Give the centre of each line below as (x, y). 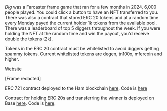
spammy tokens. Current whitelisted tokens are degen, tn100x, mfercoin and (84, 54)
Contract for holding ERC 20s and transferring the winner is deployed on (80, 98)
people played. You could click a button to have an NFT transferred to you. (82, 12)
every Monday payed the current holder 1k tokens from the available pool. (81, 23)
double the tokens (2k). (29, 39)
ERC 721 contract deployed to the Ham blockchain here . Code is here (76, 88)
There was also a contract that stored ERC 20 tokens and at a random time (82, 18)
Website (14, 69)
